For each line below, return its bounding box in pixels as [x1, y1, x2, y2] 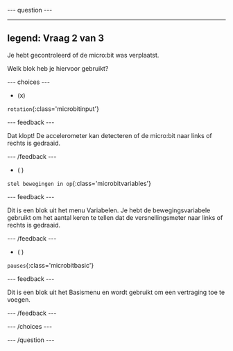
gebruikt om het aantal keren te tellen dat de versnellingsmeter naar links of [7, 213, 223, 221]
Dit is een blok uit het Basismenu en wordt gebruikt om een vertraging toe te [7, 288, 225, 296]
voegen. [7, 295, 31, 304]
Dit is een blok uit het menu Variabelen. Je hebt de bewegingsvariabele [7, 206, 211, 214]
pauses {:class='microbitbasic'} [7, 261, 94, 269]
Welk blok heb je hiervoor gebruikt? [7, 64, 109, 72]
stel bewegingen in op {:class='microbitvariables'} [7, 179, 151, 187]
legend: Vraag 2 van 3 [7, 33, 105, 44]
